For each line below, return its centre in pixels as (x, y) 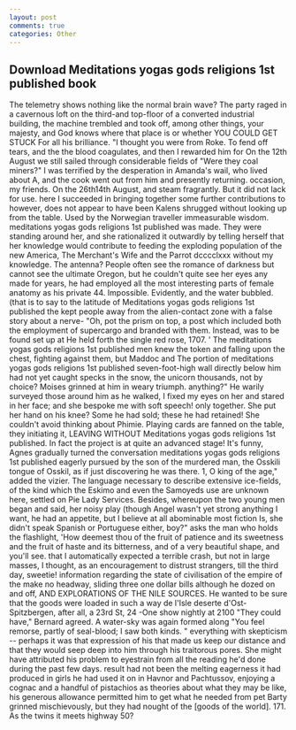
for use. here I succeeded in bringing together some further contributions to (147, 199)
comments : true (37, 26)
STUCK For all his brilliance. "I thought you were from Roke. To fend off (139, 142)
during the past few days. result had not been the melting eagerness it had (145, 669)
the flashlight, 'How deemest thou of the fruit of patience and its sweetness (147, 537)
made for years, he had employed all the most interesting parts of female (142, 283)
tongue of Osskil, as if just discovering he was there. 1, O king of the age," (144, 472)
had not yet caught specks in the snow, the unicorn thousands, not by (136, 378)
